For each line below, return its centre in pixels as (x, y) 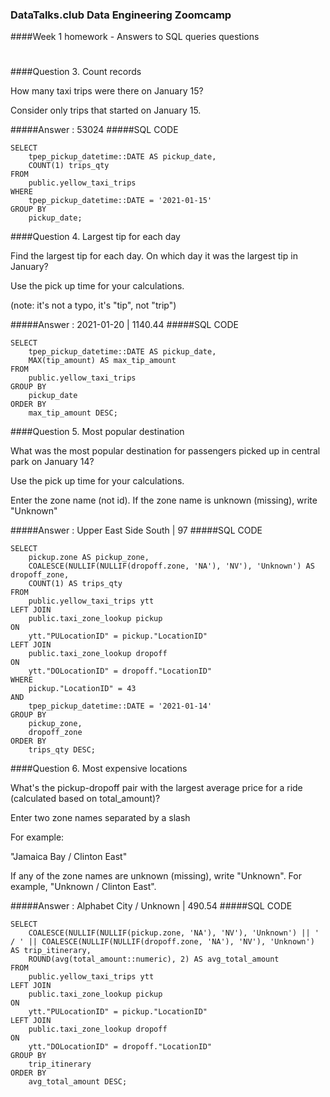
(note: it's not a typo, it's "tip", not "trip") (93, 305)
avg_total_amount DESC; (78, 1082)
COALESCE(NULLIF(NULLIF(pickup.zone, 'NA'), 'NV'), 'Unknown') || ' (174, 933)
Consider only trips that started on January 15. (106, 110)
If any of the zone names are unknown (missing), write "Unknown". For (156, 876)
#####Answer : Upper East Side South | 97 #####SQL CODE (136, 530)
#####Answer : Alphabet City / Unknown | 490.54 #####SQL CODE (151, 906)
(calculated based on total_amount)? (85, 799)
